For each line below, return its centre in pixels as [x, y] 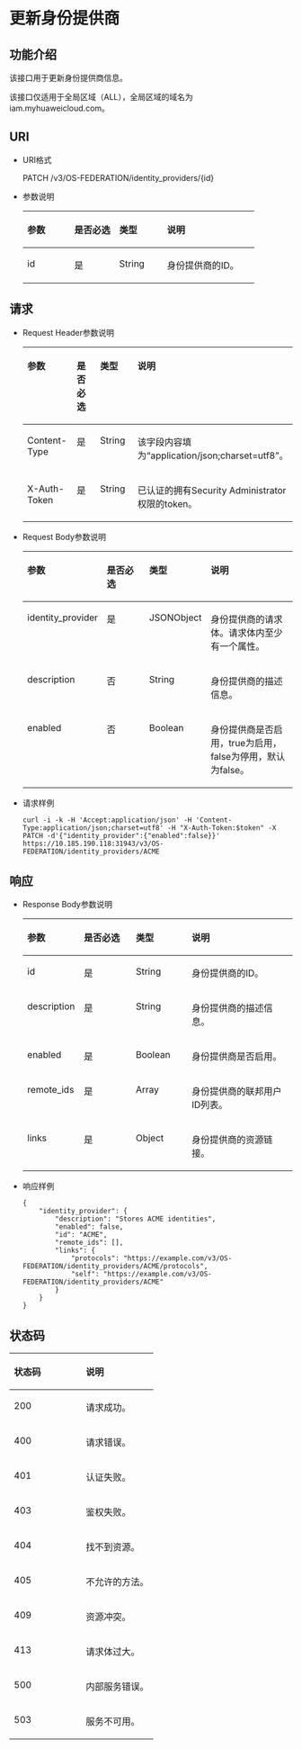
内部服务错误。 [118, 1687]
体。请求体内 [238, 633]
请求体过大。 [113, 1652]
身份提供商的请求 [247, 619]
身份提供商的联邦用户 [237, 1092]
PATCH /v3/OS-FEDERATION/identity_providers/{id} [118, 177]
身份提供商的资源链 [232, 1140]
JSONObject [175, 618]
